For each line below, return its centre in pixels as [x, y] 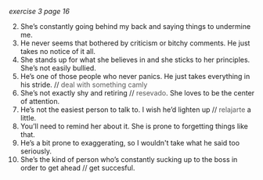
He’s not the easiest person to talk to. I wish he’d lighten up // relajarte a [135, 110]
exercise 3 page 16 [39, 11]
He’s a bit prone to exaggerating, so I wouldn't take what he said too [130, 143]
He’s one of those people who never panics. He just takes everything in [135, 76]
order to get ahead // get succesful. [77, 168]
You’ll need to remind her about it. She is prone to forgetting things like [134, 126]
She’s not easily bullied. [58, 68]
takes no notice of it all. [58, 51]
